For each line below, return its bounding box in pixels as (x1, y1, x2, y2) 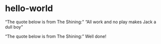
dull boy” (5, 24, 23, 29)
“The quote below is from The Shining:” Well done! (5, 33, 107, 39)
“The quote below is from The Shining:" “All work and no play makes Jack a (5, 19, 157, 25)
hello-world (5, 3, 54, 14)
